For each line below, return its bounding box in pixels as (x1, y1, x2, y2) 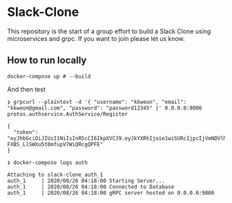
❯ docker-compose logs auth (7, 159, 88, 166)
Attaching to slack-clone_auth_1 (7, 171, 104, 178)
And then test (7, 85, 46, 94)
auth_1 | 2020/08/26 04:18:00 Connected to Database (7, 183, 175, 191)
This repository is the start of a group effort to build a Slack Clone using (7, 27, 211, 35)
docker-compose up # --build (7, 73, 91, 80)
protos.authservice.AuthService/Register (7, 110, 128, 118)
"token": (13, 129, 39, 136)
